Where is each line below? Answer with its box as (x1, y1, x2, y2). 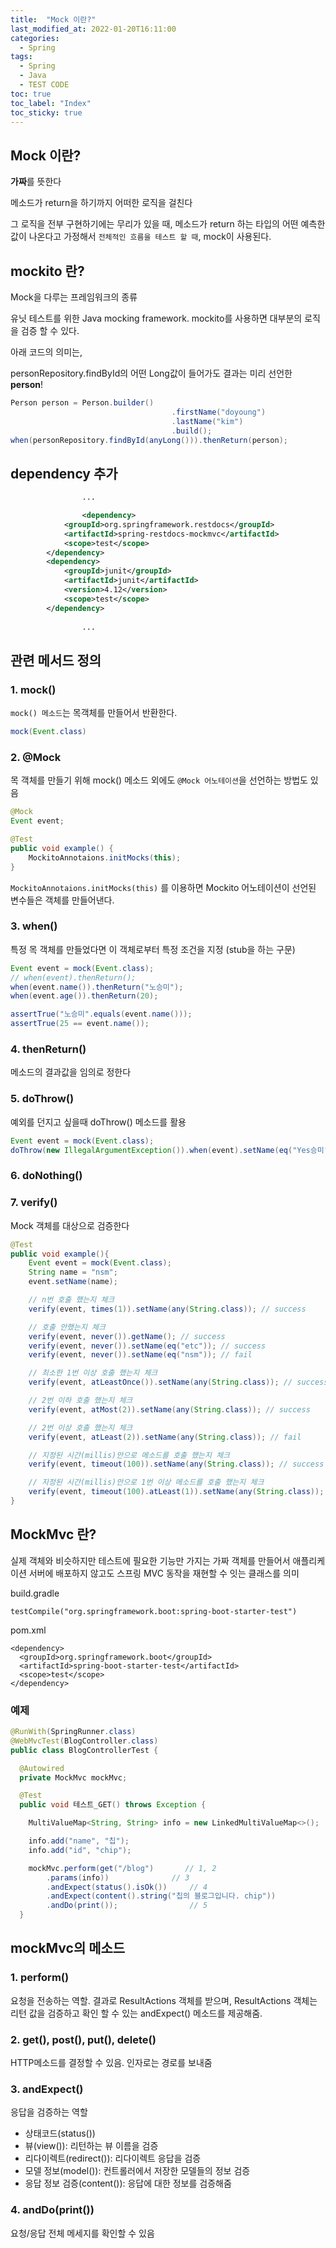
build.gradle (10, 1587, 60, 1599)
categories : (10, 33, 60, 43)
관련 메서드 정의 (10, 652, 102, 669)
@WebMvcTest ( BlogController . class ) (10, 1736, 159, 1746)
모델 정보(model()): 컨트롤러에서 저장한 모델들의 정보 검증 (24, 2165, 251, 2177)
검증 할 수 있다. (20, 325, 80, 336)
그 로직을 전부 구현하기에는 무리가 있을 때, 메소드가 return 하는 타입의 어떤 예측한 (10, 218, 326, 230)
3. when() (10, 919, 58, 933)
